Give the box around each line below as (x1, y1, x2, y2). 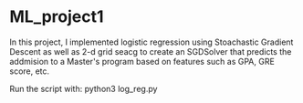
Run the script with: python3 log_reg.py (9, 83, 158, 94)
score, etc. (9, 66, 50, 77)
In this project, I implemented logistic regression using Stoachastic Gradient (9, 36, 294, 47)
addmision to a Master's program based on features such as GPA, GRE (9, 56, 276, 67)
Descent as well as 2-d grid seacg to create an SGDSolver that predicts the (9, 46, 292, 57)
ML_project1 (9, 6, 104, 27)
